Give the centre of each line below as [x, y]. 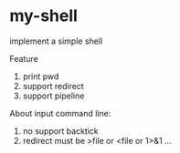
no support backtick [60, 131]
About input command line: [60, 113]
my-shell [43, 16]
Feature [24, 58]
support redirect [53, 86]
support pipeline [53, 96]
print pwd [41, 76]
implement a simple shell [56, 41]
